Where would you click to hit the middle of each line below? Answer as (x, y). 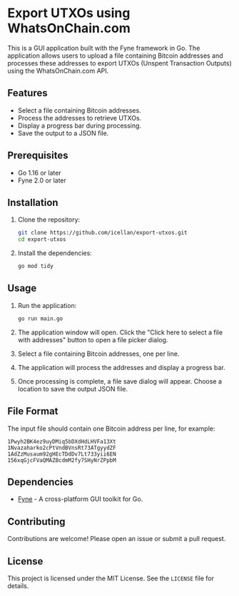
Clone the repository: (49, 220)
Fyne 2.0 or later (42, 180)
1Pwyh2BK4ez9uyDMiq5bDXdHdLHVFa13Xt (62, 441)
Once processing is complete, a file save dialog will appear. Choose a (120, 381)
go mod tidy (35, 266)
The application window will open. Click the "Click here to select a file (120, 332)
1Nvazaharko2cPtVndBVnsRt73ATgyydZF (62, 448)
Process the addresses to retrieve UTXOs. (80, 118)
